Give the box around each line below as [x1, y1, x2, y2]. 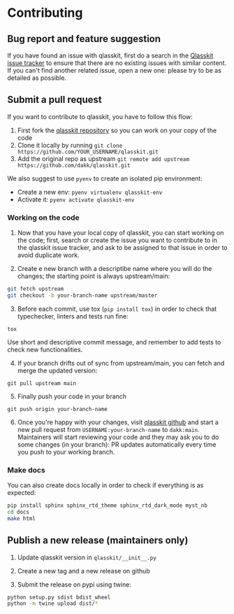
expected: [7, 489, 36, 497]
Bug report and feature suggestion [7, 33, 161, 45]
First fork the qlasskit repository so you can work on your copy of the [17, 126, 217, 134]
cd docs [7, 509, 30, 516]
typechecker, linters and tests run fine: [17, 312, 129, 320]
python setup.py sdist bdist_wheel [7, 594, 111, 601]
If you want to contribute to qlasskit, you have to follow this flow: [7, 112, 193, 120]
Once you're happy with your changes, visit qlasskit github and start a [17, 418, 219, 426]
